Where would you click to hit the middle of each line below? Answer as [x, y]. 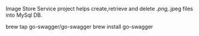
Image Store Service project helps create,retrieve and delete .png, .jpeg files [99, 9]
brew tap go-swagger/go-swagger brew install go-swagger [79, 27]
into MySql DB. [24, 15]
